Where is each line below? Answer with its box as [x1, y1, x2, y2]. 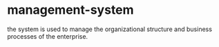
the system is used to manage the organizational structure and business [7, 25, 213, 33]
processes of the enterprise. [7, 32, 88, 40]
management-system [7, 2, 134, 18]
